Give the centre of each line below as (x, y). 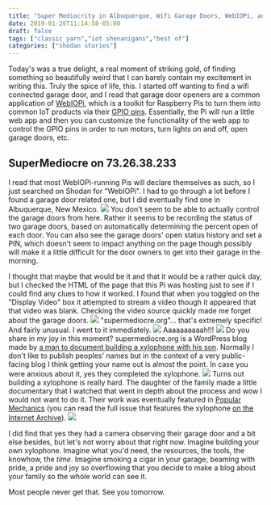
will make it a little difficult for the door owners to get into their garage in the (134, 252)
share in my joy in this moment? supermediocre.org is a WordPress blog (128, 338)
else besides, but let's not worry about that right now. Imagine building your (134, 442)
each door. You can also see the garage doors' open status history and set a (135, 234)
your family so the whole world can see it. (78, 476)
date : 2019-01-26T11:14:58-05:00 (65, 23)
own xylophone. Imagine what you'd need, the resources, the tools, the (126, 450)
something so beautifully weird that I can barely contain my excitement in (130, 78)
